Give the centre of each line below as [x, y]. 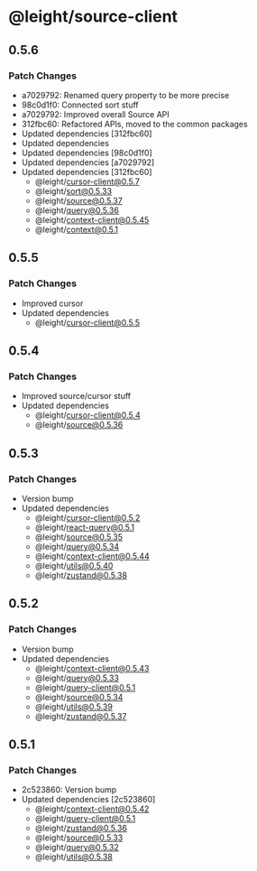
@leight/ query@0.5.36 [77, 210]
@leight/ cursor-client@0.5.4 [87, 415]
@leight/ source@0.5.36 [79, 425]
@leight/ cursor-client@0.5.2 [87, 517]
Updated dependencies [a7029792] [88, 162]
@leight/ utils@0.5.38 [74, 857]
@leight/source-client [93, 17]
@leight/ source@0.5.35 [79, 537]
